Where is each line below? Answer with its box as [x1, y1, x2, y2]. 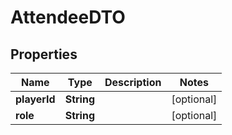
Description [104, 76, 162, 89]
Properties [10, 46, 78, 63]
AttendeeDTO [10, 6, 126, 29]
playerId [15, 92, 56, 106]
